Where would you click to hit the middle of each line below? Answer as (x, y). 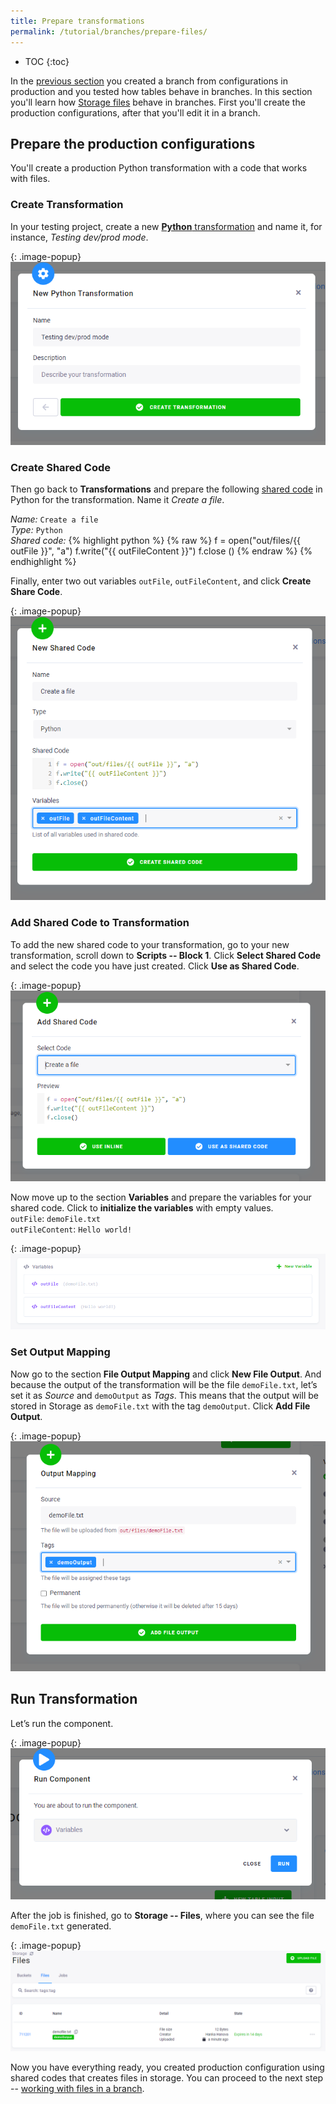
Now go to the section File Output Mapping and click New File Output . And (166, 1374)
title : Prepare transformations (77, 21)
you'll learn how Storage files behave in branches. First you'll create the (158, 102)
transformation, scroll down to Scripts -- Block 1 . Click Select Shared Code (166, 955)
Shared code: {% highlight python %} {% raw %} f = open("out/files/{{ (156, 541)
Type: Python (36, 530)
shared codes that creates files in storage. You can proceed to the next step (167, 2077)
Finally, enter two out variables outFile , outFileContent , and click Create (161, 581)
